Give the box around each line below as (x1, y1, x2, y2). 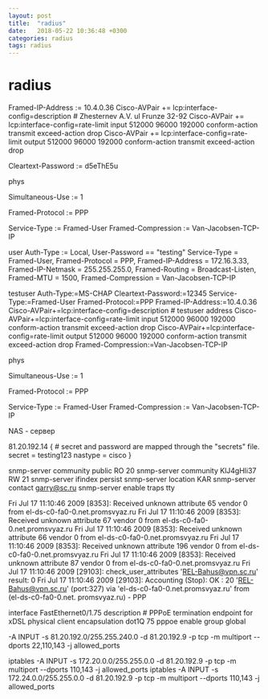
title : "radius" (8, 19, 67, 27)
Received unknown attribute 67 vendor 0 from (8, 516, 160, 525)
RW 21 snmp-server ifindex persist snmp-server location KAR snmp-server (8, 475, 257, 484)
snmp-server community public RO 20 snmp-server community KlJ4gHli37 (8, 466, 257, 476)
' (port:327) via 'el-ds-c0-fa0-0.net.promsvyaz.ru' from (67, 584, 250, 594)
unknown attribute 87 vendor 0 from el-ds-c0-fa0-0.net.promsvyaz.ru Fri (8, 558, 251, 568)
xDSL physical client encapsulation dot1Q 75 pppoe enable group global (8, 616, 246, 627)
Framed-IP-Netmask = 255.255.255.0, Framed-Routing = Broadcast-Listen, (8, 264, 257, 274)
